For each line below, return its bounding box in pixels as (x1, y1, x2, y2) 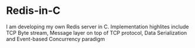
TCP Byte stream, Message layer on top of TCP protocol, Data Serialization (6, 29, 187, 36)
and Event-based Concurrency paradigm (6, 35, 105, 42)
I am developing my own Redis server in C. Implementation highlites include (6, 23, 189, 30)
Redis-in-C (6, 4, 60, 17)
